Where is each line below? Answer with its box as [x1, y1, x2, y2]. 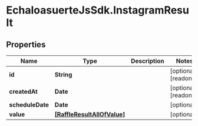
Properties [6, 39, 46, 49]
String [54, 71, 72, 78]
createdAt [9, 88, 38, 95]
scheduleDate [9, 101, 49, 109]
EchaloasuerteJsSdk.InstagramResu [6, 4, 190, 17]
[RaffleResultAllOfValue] [54, 110, 126, 118]
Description [130, 57, 165, 65]
